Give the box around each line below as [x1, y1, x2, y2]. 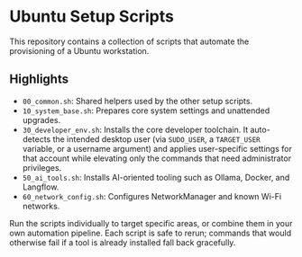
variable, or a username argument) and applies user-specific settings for [22, 143, 293, 154]
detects [22, 133, 51, 145]
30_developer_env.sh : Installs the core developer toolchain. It [22, 124, 249, 135]
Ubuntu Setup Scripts [9, 6, 174, 27]
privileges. [22, 162, 62, 173]
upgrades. [22, 114, 61, 125]
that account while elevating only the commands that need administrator [22, 153, 291, 164]
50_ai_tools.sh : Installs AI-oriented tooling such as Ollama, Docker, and [22, 172, 290, 182]
